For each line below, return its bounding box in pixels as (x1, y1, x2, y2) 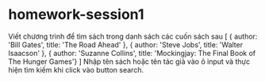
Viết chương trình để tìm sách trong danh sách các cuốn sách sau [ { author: (8, 32, 258, 41)
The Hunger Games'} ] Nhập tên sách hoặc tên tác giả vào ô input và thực (8, 57, 251, 66)
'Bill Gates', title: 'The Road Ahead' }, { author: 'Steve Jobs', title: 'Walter (8, 39, 244, 49)
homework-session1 (8, 6, 144, 24)
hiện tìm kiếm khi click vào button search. (8, 65, 144, 74)
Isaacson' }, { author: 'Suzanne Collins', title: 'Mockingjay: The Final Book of (8, 48, 256, 58)
